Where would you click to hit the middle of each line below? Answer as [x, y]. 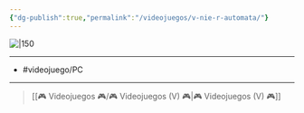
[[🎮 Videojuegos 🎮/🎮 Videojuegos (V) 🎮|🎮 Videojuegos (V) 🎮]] [156, 96]
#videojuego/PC [53, 70]
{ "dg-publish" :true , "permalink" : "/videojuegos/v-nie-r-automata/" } [139, 18]
